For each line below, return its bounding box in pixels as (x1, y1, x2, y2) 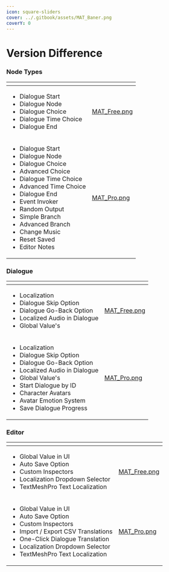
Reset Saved (19, 235, 56, 243)
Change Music (19, 228, 61, 236)
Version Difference (6, 46, 103, 60)
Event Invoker (19, 197, 59, 206)
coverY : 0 (6, 20, 31, 26)
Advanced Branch (19, 220, 71, 228)
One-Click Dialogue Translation (19, 535, 110, 544)
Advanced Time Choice (19, 182, 86, 191)
